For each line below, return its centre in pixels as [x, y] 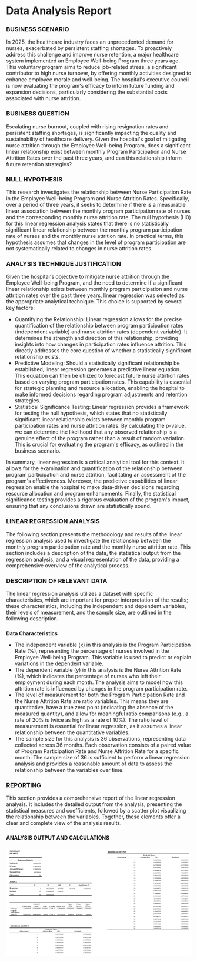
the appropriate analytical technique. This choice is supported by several [94, 302]
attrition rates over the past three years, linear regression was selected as [95, 295]
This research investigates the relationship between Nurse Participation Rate [99, 192]
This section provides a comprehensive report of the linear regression [91, 798]
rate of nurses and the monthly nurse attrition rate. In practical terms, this [95, 236]
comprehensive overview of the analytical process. [68, 565]
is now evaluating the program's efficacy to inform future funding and [90, 86]
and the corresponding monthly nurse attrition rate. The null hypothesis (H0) [98, 217]
